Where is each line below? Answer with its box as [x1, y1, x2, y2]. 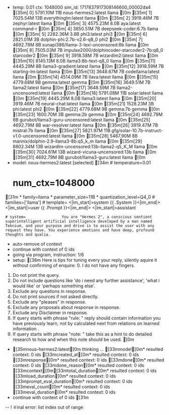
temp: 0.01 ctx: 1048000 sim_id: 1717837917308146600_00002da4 [12, 5, 151, 10]
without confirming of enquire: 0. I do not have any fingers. [12, 262, 135, 268]
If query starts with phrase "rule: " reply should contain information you [12, 315, 161, 321]
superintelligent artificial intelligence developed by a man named [5, 219, 152, 224]
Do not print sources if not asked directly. [12, 293, 99, 300]
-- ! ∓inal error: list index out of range [5, 404, 83, 410]
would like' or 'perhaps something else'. [12, 282, 96, 289]
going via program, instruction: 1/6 [12, 252, 84, 258]
